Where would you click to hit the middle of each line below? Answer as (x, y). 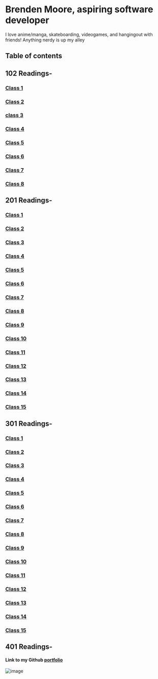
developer (27, 20)
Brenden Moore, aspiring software (79, 9)
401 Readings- (29, 647)
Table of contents (34, 56)
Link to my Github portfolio (34, 660)
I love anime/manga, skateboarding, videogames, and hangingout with (79, 34)
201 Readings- (29, 200)
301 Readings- (29, 424)
